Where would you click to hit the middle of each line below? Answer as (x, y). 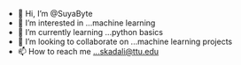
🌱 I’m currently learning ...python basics (90, 32)
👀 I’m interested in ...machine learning (86, 23)
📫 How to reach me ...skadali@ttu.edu (88, 51)
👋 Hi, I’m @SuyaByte (55, 14)
